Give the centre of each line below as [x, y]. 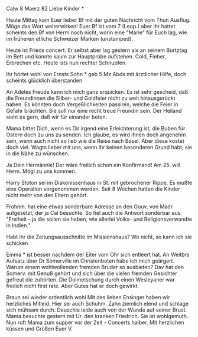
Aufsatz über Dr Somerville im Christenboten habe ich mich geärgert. [90, 261]
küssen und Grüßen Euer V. [39, 329]
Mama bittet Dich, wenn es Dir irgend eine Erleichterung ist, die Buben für [96, 128]
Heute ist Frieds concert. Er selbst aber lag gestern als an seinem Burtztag [97, 50]
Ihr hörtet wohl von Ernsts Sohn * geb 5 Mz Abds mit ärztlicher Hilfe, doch [96, 74]
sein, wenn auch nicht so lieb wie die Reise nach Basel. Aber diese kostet [95, 141]
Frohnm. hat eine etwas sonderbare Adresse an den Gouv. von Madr [90, 207]
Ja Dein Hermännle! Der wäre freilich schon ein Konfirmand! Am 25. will [93, 165]
